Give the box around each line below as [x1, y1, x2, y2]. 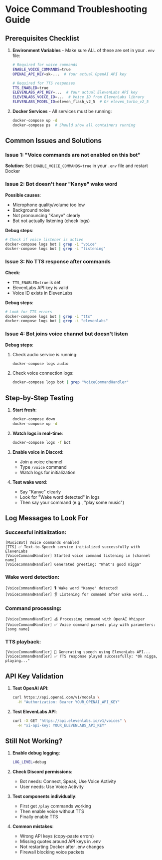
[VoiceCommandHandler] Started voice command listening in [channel [5, 553, 151, 558]
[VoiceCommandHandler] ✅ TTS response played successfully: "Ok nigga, [5, 654, 158, 659]
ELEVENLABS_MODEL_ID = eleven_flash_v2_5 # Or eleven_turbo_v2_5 [12, 99, 149, 105]
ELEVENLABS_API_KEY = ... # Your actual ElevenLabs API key [12, 90, 138, 95]
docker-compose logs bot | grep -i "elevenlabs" [5, 319, 108, 324]
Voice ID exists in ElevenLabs [12, 290, 73, 296]
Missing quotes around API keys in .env [19, 838, 101, 844]
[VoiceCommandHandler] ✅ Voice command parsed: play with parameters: [5, 622, 156, 627]
